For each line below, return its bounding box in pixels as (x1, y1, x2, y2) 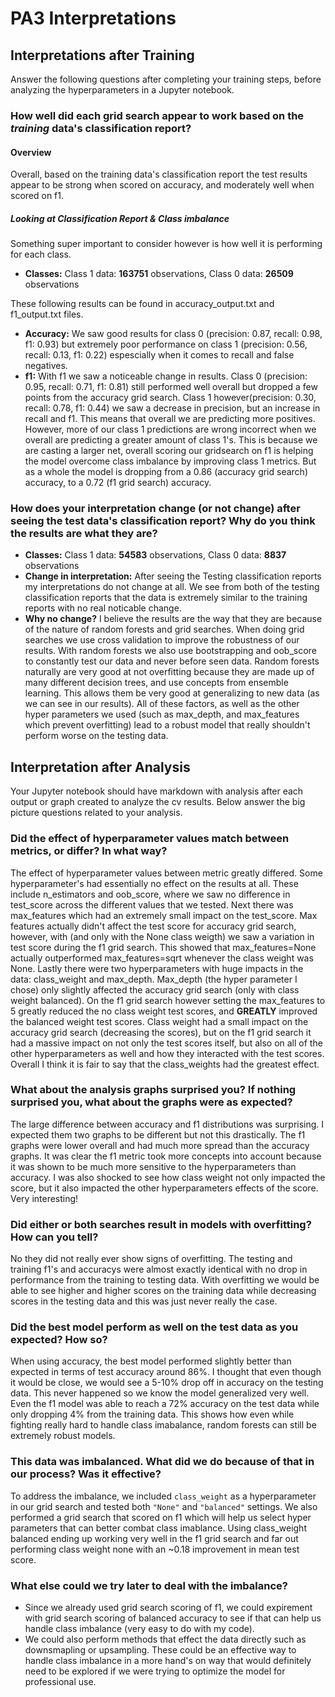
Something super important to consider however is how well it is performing (10, 238, 323, 250)
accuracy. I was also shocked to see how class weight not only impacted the (10, 1171, 326, 1183)
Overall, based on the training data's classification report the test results (10, 168, 308, 181)
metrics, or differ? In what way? (10, 844, 168, 858)
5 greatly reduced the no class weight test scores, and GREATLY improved (10, 1005, 318, 1017)
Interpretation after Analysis (10, 758, 191, 776)
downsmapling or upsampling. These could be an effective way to (24, 1643, 297, 1656)
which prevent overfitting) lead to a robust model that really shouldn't (24, 719, 311, 731)
